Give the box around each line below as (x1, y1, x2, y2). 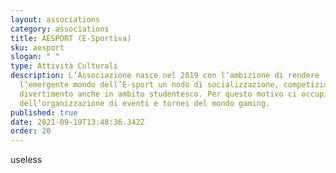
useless (10, 154, 43, 166)
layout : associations (10, 14, 101, 25)
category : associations (10, 24, 110, 34)
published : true (10, 107, 78, 118)
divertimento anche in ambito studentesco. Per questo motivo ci (19, 89, 298, 99)
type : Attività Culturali (10, 61, 118, 71)
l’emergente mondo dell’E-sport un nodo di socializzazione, (19, 80, 280, 90)
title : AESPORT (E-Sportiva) (10, 33, 132, 43)
